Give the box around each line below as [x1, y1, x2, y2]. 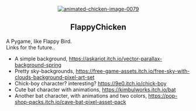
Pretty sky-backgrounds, [14, 67, 75, 74]
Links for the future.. [6, 44, 56, 51]
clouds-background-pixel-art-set [14, 73, 95, 81]
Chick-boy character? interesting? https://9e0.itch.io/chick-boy [14, 80, 167, 87]
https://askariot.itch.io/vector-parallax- [68, 55, 163, 62]
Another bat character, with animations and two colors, [14, 92, 147, 99]
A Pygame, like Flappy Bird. [6, 38, 72, 45]
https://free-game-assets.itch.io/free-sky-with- [75, 67, 190, 74]
